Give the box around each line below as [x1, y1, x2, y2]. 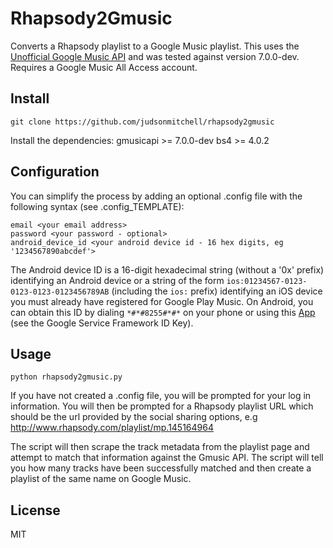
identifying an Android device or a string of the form [10, 274, 225, 286]
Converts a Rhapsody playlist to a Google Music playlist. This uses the [10, 40, 300, 52]
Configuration [10, 163, 100, 181]
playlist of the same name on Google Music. [10, 473, 192, 485]
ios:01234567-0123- [226, 276, 308, 286]
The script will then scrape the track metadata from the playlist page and [10, 441, 310, 453]
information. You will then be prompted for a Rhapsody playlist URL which [10, 400, 314, 412]
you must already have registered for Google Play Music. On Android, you [10, 295, 314, 307]
